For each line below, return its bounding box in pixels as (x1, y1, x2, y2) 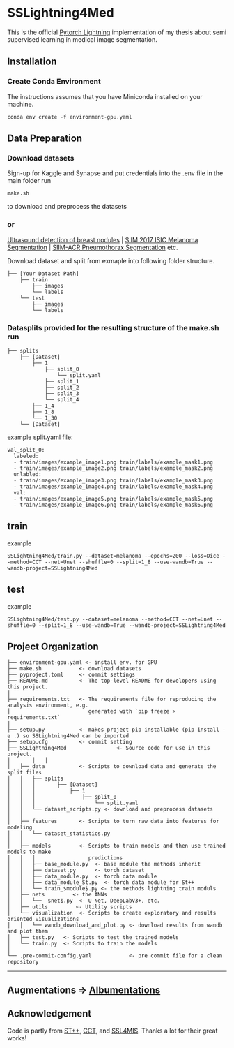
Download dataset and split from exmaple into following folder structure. (7, 256, 214, 265)
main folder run (7, 177, 52, 185)
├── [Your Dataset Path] (7, 270, 79, 277)
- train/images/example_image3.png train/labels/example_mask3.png (13, 477, 214, 484)
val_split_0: (7, 446, 45, 453)
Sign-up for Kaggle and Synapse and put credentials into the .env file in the (7, 169, 224, 177)
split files (7, 769, 42, 776)
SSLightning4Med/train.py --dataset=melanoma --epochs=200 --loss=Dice (7, 552, 219, 559)
